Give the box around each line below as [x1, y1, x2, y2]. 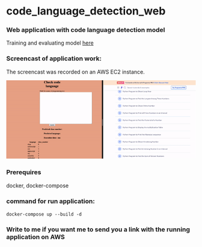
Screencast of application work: [6, 54, 102, 63]
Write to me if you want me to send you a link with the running [6, 225, 191, 233]
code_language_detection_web [6, 4, 166, 18]
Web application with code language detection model [6, 26, 165, 34]
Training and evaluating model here [6, 39, 94, 46]
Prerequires [6, 168, 41, 177]
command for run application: [6, 197, 95, 205]
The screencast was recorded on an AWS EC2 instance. [6, 68, 145, 75]
